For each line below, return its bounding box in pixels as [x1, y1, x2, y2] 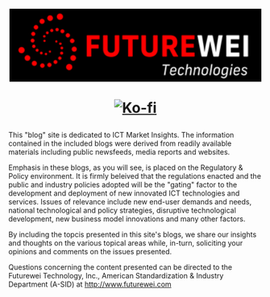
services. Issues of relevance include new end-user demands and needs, [8, 196, 252, 206]
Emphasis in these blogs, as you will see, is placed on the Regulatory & [8, 163, 243, 172]
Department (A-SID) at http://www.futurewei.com [8, 279, 172, 289]
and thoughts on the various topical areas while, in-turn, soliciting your [8, 237, 243, 248]
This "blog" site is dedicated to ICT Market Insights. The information [8, 130, 235, 139]
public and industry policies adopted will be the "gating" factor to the [8, 179, 238, 189]
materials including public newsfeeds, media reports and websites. [8, 146, 231, 156]
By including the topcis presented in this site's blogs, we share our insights [8, 229, 257, 239]
